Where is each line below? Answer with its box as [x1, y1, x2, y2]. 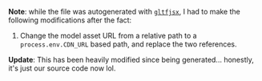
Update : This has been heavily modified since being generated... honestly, [8, 55, 254, 64]
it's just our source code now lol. [8, 63, 116, 73]
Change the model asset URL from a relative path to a [19, 31, 198, 40]
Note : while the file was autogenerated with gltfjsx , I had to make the [8, 7, 240, 16]
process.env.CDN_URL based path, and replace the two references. [19, 39, 238, 49]
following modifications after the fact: [8, 15, 132, 25]
